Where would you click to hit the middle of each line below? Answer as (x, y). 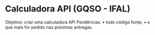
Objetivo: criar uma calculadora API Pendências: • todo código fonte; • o (77, 22)
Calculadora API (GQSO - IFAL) (68, 9)
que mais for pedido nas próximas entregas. (49, 27)
